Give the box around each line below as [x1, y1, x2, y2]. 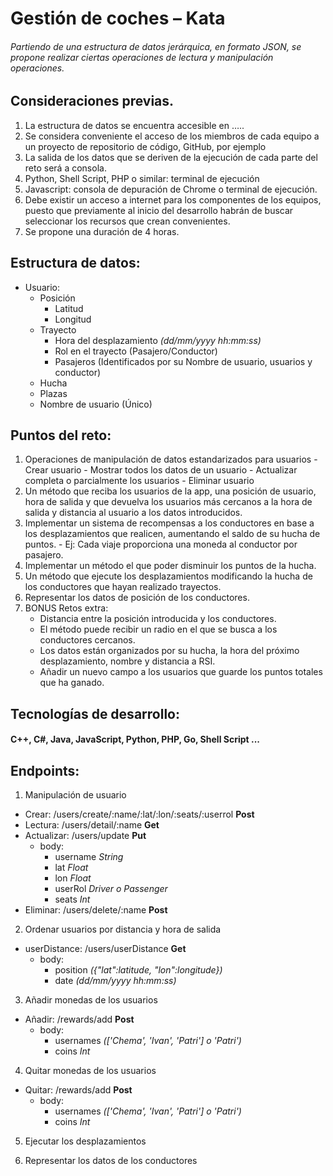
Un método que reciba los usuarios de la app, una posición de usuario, [24, 485, 317, 497]
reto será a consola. [24, 162, 107, 174]
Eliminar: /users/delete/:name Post [24, 904, 168, 916]
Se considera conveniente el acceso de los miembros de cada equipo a [24, 130, 320, 142]
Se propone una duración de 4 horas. [24, 225, 180, 237]
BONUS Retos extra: [24, 602, 109, 614]
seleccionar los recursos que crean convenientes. [24, 215, 231, 227]
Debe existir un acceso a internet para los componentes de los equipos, [24, 193, 322, 206]
